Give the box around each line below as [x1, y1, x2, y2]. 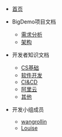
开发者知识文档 [11, 51, 49, 59]
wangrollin [20, 118, 47, 125]
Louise [20, 124, 38, 132]
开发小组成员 [11, 106, 44, 113]
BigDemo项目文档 [11, 18, 56, 25]
